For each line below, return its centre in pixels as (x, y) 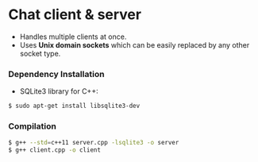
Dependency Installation (56, 74)
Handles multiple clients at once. (73, 37)
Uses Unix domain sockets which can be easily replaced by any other (135, 44)
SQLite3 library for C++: (59, 91)
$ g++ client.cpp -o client (55, 150)
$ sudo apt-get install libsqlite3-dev (74, 106)
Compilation (33, 126)
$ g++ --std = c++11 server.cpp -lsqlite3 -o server (94, 143)
